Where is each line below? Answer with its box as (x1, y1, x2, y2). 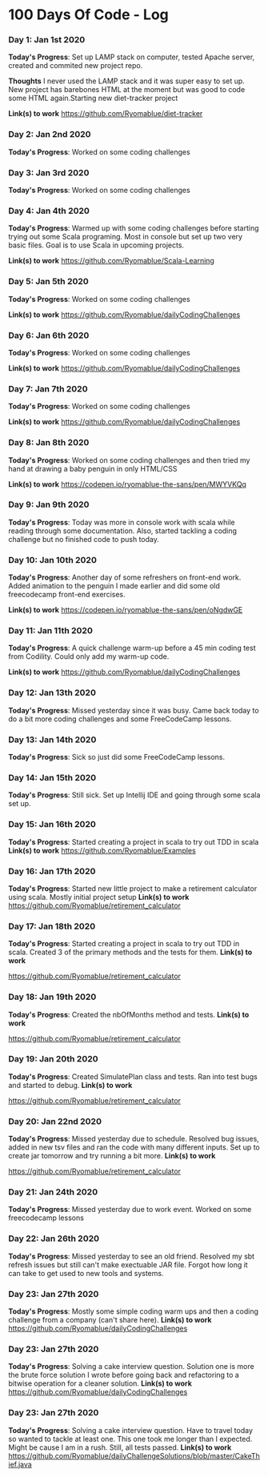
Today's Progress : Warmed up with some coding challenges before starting (8, 223, 259, 233)
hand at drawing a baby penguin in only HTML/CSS (8, 464, 178, 473)
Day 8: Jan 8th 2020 (8, 437, 90, 448)
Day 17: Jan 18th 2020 (8, 921, 96, 932)
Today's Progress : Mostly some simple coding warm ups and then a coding (8, 1306, 258, 1316)
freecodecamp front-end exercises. (8, 590, 126, 600)
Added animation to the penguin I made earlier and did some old (8, 581, 220, 591)
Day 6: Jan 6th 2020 (8, 330, 90, 341)
